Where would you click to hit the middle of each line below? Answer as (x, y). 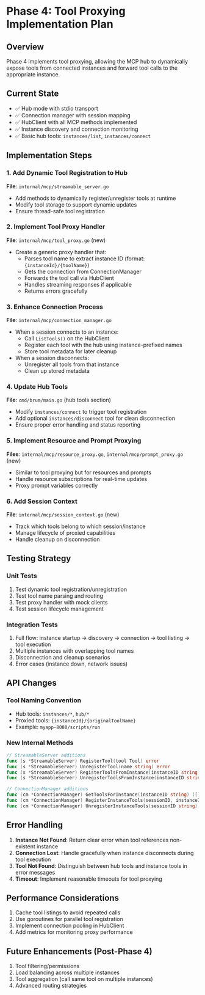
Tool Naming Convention (44, 700)
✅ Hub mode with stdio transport (57, 108)
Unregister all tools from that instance (72, 364)
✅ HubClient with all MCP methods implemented (76, 122)
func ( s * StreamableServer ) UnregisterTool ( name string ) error (88, 766)
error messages (35, 872)
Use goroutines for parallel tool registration (69, 919)
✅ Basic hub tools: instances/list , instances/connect (83, 136)
